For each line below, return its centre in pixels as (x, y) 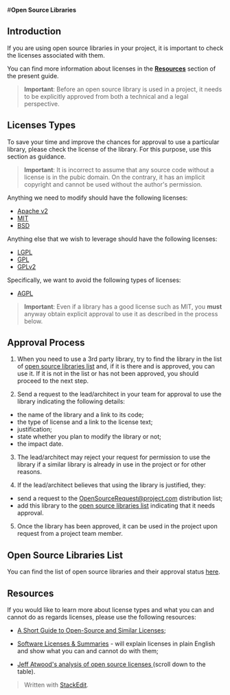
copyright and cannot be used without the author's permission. (113, 184)
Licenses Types (42, 125)
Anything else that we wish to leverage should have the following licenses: (112, 239)
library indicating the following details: (71, 401)
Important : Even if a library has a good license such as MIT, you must (123, 306)
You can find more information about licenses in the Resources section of (112, 69)
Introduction (34, 31)
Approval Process (46, 343)
